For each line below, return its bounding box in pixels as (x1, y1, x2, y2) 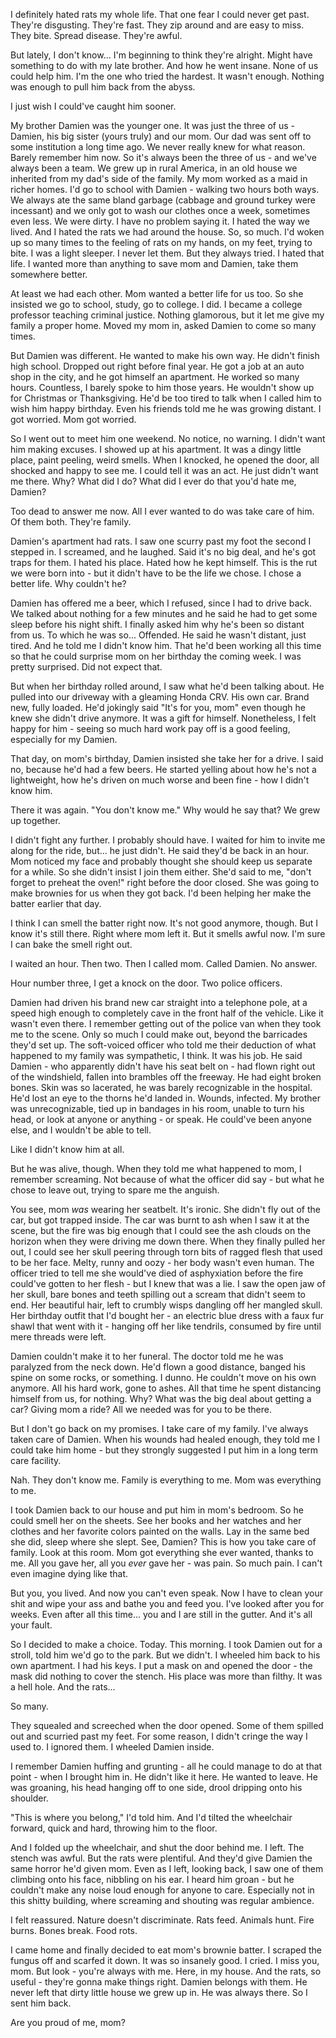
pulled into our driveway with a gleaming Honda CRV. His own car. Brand (10, 691, 310, 703)
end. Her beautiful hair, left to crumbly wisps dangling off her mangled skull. (10, 1299, 323, 1311)
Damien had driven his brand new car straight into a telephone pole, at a (10, 997, 308, 1008)
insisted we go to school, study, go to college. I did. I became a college (10, 299, 303, 310)
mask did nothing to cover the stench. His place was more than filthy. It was (10, 1670, 323, 1682)
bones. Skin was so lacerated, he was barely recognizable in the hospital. (10, 1082, 313, 1093)
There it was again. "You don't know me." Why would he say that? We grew (10, 804, 321, 816)
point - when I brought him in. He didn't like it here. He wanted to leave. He (10, 1771, 318, 1783)
